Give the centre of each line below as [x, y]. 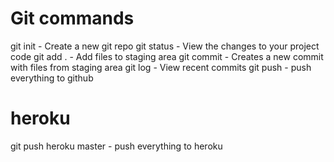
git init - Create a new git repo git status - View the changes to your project [165, 46]
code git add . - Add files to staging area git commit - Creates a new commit [167, 56]
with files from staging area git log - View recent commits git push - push [161, 67]
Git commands [72, 18]
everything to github [52, 78]
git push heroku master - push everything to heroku [116, 146]
